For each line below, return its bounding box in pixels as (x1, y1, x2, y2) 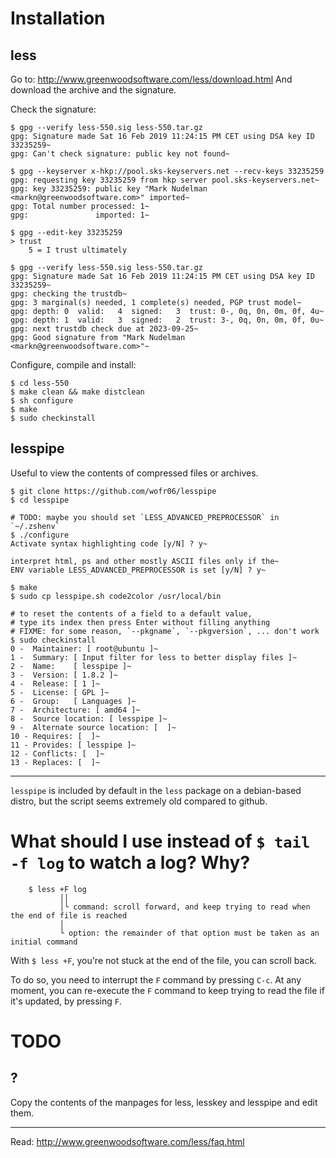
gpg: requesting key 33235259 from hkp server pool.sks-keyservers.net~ (10, 175, 320, 185)
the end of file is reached (10, 910, 128, 921)
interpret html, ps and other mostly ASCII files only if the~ (10, 556, 280, 566)
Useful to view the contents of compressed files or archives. (10, 467, 259, 479)
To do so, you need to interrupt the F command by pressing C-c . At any (10, 973, 302, 986)
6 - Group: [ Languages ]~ (10, 696, 137, 706)
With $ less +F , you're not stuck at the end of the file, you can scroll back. (10, 954, 318, 966)
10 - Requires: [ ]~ (10, 731, 101, 741)
